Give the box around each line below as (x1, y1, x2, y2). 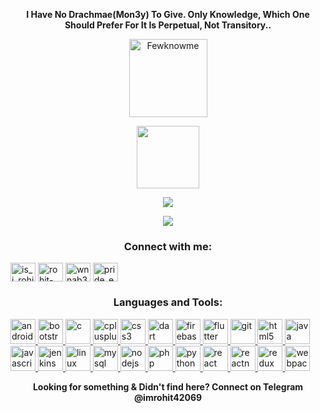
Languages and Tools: (113, 295, 223, 309)
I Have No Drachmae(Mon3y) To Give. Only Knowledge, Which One (26, 9, 310, 20)
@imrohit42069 (133, 391, 203, 403)
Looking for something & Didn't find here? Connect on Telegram (32, 380, 304, 393)
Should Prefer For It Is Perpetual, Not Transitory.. (64, 19, 272, 31)
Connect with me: (123, 239, 213, 253)
